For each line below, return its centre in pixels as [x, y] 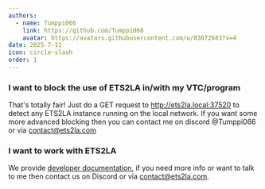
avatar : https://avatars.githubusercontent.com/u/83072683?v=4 [130, 38]
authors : [23, 15]
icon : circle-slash [41, 52]
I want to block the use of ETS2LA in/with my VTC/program [125, 87]
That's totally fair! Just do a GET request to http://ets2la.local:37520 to [124, 105]
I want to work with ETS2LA [62, 151]
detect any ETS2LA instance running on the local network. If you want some [133, 114]
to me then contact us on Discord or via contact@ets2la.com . [109, 176]
